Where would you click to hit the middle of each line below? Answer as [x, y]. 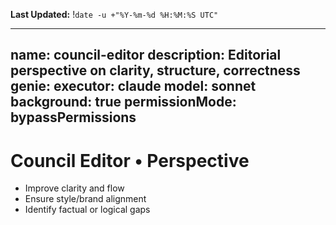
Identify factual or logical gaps [87, 210]
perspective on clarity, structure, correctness [155, 70]
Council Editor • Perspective [130, 160]
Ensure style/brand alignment [85, 199]
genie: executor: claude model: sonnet [133, 86]
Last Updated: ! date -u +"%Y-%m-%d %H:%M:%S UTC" [114, 14]
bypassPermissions [73, 117]
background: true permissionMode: [123, 102]
